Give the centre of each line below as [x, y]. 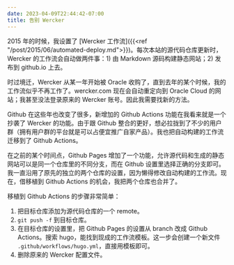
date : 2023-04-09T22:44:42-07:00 [56, 14]
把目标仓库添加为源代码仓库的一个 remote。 [80, 211]
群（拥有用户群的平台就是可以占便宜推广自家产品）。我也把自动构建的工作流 [116, 131]
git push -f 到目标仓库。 [54, 220]
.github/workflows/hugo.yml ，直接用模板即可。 [85, 245]
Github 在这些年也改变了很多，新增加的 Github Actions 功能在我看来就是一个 [117, 114]
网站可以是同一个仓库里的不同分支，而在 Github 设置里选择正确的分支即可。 [116, 164]
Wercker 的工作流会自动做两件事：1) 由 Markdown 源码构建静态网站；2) [110, 58]
